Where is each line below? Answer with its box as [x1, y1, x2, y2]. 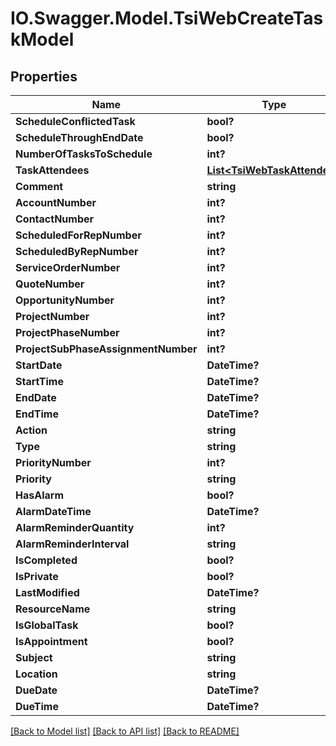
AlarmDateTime [15, 505, 92, 518]
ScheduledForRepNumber [15, 228, 142, 242]
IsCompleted [15, 553, 78, 567]
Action [15, 423, 48, 437]
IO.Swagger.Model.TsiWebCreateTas [10, 7, 324, 30]
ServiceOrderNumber [15, 261, 121, 274]
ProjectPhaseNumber [15, 326, 120, 339]
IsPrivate [15, 570, 59, 583]
